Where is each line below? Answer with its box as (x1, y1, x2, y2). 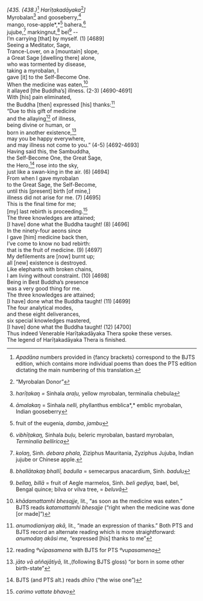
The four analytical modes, (7, 304, 73, 311)
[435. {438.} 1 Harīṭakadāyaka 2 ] (7, 5, 86, 13)
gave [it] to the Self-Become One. (7, 73, 90, 80)
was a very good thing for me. (7, 284, 82, 292)
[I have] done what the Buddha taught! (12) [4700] (7, 323, 131, 330)
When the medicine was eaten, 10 (7, 80, 89, 88)
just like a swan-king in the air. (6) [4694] (7, 168, 110, 175)
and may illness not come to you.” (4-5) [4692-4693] (7, 141, 139, 149)
